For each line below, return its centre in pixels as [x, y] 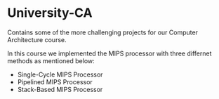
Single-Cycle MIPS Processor [60, 74]
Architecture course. [37, 39]
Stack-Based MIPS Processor [60, 89]
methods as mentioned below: [51, 60]
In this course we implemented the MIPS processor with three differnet [109, 53]
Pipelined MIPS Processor [55, 81]
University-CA [50, 13]
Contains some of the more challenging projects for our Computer [103, 32]
